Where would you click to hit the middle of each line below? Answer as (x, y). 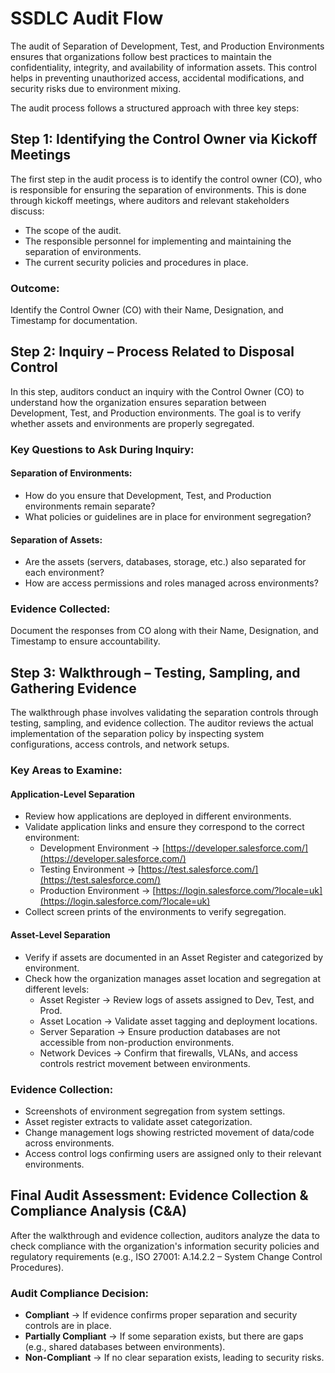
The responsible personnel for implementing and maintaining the (158, 241)
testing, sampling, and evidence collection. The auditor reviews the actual (162, 723)
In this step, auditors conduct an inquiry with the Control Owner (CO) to (157, 391)
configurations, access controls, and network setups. (120, 744)
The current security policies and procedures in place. (136, 262)
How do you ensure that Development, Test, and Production (148, 495)
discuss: (27, 211)
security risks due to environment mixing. (96, 88)
